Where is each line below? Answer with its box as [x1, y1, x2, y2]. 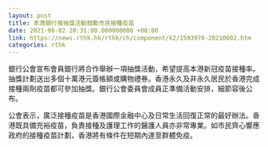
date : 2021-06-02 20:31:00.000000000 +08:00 [8, 26, 159, 34]
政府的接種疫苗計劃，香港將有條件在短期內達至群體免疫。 [8, 130, 197, 140]
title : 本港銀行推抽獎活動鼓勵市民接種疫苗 [8, 19, 135, 27]
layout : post [8, 11, 52, 20]
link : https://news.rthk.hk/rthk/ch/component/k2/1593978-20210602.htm [8, 33, 251, 42]
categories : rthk [8, 41, 66, 49]
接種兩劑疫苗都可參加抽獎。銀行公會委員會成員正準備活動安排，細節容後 [8, 84, 246, 94]
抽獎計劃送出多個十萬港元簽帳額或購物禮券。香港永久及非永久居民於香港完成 [8, 74, 260, 83]
